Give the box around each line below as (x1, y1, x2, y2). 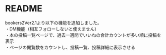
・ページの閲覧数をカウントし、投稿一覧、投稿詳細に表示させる (5, 44, 135, 50)
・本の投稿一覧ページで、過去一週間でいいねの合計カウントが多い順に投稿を (5, 32, 162, 38)
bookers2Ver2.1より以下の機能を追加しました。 (5, 20, 102, 26)
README (5, 3, 43, 14)
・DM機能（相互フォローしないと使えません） (5, 26, 99, 32)
